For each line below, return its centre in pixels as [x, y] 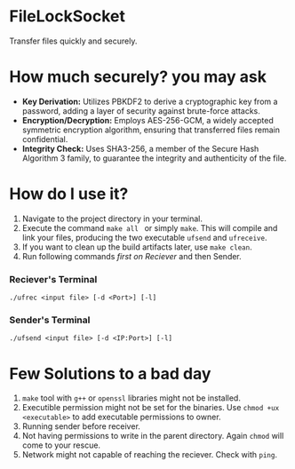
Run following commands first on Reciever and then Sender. [132, 256]
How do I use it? [69, 194]
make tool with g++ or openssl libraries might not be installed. [132, 398]
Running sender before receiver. [81, 426]
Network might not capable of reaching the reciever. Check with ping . [150, 455]
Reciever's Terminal [53, 279]
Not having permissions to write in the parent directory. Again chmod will [153, 436]
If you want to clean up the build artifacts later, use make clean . [137, 247]
